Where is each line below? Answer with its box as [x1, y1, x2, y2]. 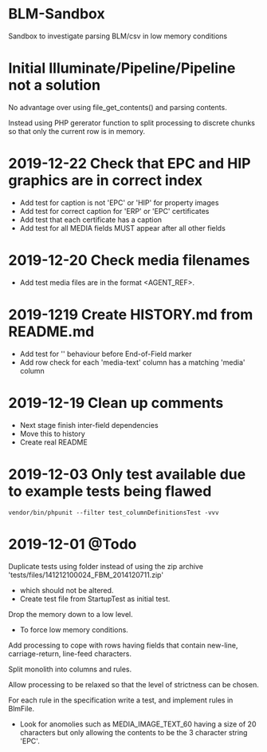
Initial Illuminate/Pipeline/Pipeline [8, 59, 236, 77]
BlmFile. [8, 703, 35, 713]
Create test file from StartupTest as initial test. [19, 594, 171, 604]
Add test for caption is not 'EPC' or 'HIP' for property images [19, 197, 219, 208]
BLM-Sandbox [8, 5, 105, 23]
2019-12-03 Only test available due [8, 465, 246, 483]
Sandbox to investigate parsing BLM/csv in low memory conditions [8, 31, 228, 41]
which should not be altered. [19, 585, 114, 595]
